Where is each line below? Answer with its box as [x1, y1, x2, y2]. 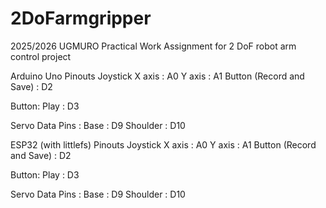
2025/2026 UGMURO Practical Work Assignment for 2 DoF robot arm [10, 40, 297, 52]
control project [10, 50, 72, 62]
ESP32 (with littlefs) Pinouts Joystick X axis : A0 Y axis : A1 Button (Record [10, 138, 317, 151]
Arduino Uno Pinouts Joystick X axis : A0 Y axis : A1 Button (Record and [10, 70, 305, 82]
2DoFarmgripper [10, 7, 152, 30]
